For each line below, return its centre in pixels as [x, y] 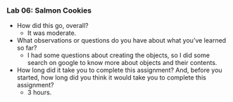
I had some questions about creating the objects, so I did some [119, 55]
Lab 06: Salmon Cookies [49, 10]
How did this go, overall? [52, 26]
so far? [27, 48]
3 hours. [39, 92]
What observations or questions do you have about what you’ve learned [121, 41]
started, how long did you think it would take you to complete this [112, 78]
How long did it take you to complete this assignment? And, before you [119, 70]
